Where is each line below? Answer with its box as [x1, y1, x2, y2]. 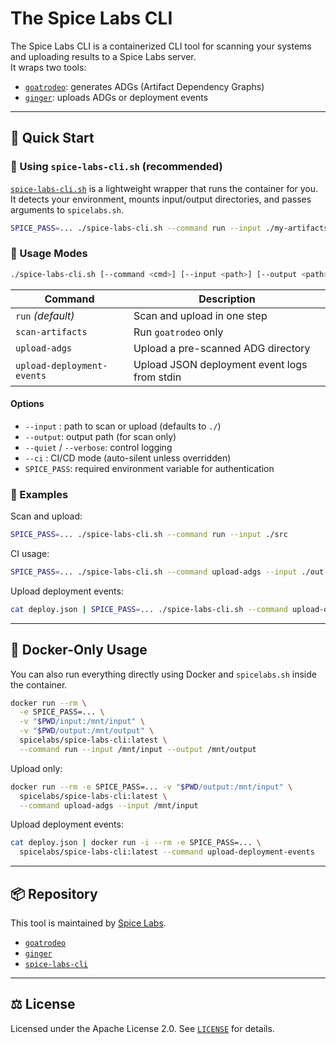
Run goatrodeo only [133, 325, 224, 339]
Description [198, 292, 256, 306]
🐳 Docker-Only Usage [10, 642, 148, 659]
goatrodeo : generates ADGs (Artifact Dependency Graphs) [24, 80, 265, 92]
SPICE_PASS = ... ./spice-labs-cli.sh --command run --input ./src [10, 530, 288, 540]
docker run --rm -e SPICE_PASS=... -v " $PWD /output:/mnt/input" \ [10, 782, 293, 792]
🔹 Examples [10, 487, 69, 501]
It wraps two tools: [10, 61, 87, 73]
